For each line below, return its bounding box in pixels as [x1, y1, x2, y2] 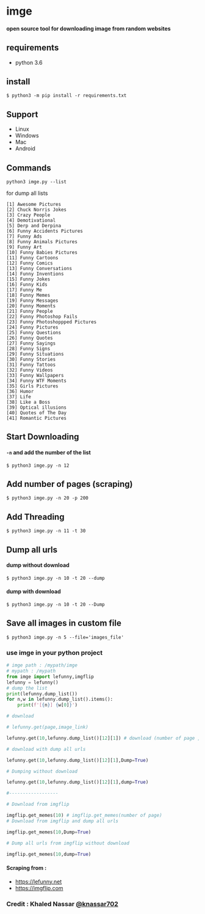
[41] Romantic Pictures [6, 415, 67, 422]
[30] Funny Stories [6, 356, 56, 363]
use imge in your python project [6, 648, 103, 657]
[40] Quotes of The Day [6, 410, 67, 416]
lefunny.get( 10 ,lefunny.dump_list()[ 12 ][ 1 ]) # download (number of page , [6, 735, 201, 741]
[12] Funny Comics [6, 260, 53, 266]
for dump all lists [6, 189, 48, 197]
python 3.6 [15, 59, 43, 66]
